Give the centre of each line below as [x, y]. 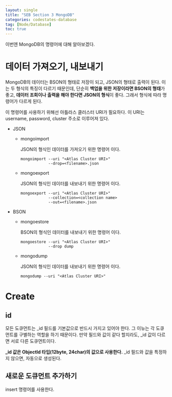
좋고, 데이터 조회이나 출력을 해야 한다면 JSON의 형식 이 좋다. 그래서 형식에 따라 [83, 95]
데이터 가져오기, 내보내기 [54, 67]
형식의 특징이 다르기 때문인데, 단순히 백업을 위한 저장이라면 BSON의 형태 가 [91, 89]
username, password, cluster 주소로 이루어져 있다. [57, 119]
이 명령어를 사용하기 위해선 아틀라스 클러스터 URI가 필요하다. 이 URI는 [75, 112]
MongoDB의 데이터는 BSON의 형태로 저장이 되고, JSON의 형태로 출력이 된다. [83, 82]
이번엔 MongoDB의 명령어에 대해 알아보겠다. [50, 45]
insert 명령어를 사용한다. [30, 389]
